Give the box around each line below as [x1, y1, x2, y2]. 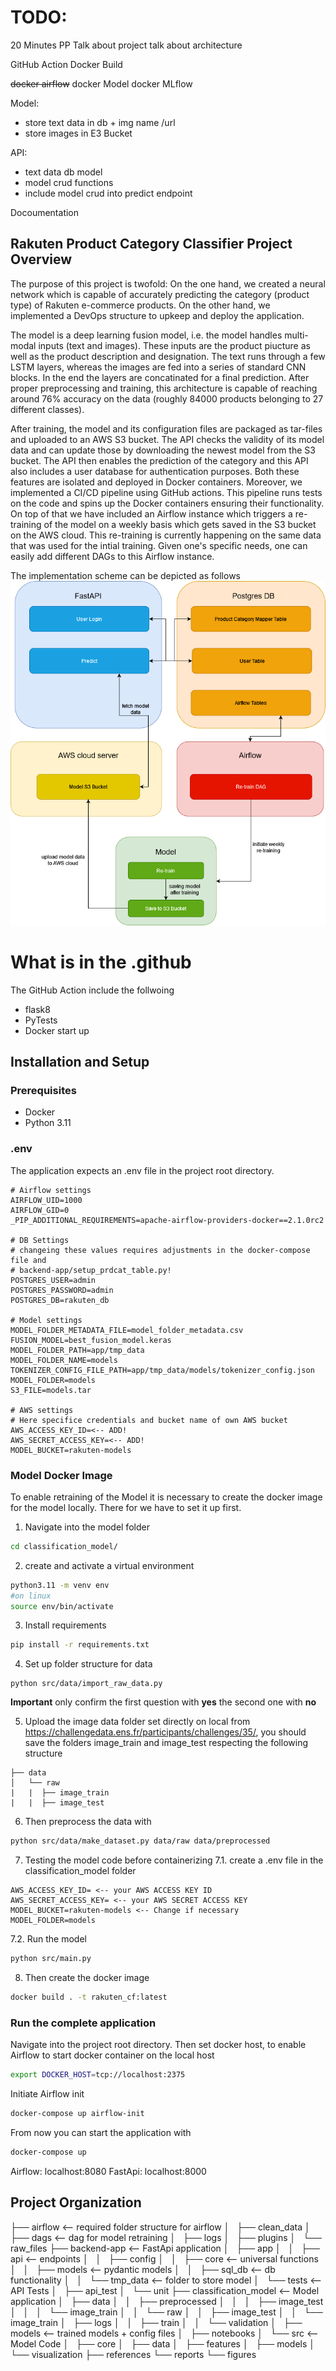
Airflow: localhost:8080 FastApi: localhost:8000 [10, 2165, 207, 2177]
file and [10, 1255, 47, 1265]
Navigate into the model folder [24, 1521, 150, 1533]
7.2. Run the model [10, 1933, 87, 1945]
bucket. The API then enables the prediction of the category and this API [10, 454, 309, 466]
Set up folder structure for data [24, 1658, 153, 1670]
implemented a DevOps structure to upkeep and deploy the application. [10, 309, 305, 321]
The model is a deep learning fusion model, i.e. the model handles [10, 329, 283, 341]
